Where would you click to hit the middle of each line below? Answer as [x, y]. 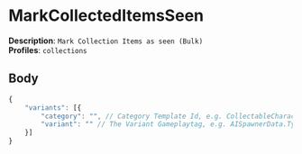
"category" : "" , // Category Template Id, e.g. [132, 116]
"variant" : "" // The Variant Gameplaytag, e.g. [134, 124]
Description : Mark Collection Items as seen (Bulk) [106, 41]
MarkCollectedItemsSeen [106, 16]
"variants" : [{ [53, 108]
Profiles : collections [48, 50]
